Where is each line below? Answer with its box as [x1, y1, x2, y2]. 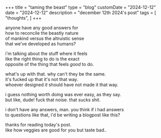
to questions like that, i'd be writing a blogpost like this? [5, 112, 120, 118]
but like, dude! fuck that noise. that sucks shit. [5, 97, 101, 103]
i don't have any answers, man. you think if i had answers [5, 107, 124, 112]
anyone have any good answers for [5, 25, 78, 31]
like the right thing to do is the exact [5, 56, 79, 62]
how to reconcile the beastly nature [5, 30, 79, 36]
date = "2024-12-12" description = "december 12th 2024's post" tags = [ [5, 10, 156, 16]
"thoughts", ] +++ [5, 15, 42, 21]
